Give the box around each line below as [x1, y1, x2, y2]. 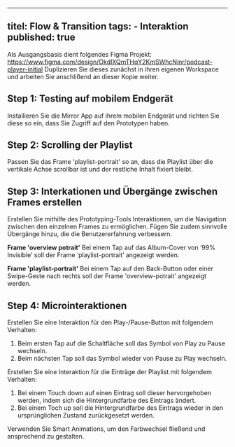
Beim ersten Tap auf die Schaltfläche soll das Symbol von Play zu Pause [17, 339, 226, 348]
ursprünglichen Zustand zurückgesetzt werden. [17, 411, 155, 420]
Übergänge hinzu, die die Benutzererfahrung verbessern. [7, 230, 173, 238]
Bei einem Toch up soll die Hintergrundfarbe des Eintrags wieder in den [17, 404, 224, 412]
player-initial [7, 64, 43, 74]
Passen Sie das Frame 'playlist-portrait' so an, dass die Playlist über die [7, 158, 213, 166]
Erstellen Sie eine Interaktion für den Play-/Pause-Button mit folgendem [7, 318, 213, 326]
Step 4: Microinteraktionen [7, 299, 127, 312]
